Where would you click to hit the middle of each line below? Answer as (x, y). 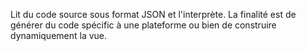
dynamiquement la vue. (59, 35)
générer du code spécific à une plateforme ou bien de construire (143, 25)
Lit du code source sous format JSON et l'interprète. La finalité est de (153, 14)
